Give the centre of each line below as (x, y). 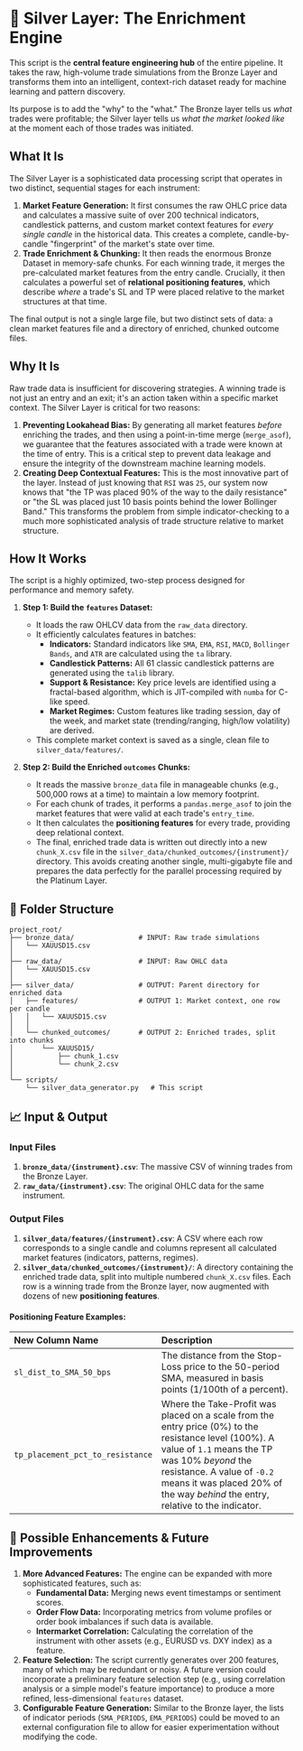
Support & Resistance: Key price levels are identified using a (163, 683)
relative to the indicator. (211, 1505)
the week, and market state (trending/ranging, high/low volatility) (170, 721)
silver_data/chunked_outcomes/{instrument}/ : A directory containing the (158, 1267)
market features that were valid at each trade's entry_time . (145, 814)
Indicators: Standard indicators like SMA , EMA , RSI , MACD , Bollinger (170, 644)
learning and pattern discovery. (68, 91)
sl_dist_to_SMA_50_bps (62, 1373)
